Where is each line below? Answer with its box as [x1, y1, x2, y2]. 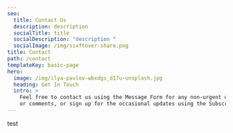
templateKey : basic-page [7, 62, 79, 69]
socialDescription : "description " [13, 36, 116, 43]
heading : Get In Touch [13, 81, 79, 88]
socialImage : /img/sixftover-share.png [13, 42, 129, 49]
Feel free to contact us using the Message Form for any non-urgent [19, 94, 222, 101]
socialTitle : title [13, 29, 70, 37]
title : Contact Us [13, 17, 67, 24]
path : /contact [7, 55, 51, 62]
